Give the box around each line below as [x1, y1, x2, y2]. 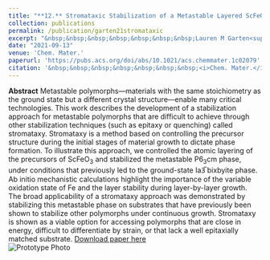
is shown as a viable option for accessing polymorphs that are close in [8, 217, 242, 226]
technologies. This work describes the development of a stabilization [8, 103, 237, 112]
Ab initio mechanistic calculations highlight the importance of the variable [8, 174, 252, 184]
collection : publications [8, 19, 95, 27]
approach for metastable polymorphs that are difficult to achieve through [8, 112, 250, 121]
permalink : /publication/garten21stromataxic [8, 26, 163, 35]
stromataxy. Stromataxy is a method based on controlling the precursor [8, 128, 244, 138]
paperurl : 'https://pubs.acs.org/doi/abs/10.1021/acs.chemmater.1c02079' [8, 57, 261, 65]
